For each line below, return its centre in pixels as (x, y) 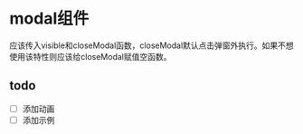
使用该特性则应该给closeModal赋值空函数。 (90, 56)
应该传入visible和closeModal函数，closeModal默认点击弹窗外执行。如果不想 (151, 45)
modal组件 (49, 19)
